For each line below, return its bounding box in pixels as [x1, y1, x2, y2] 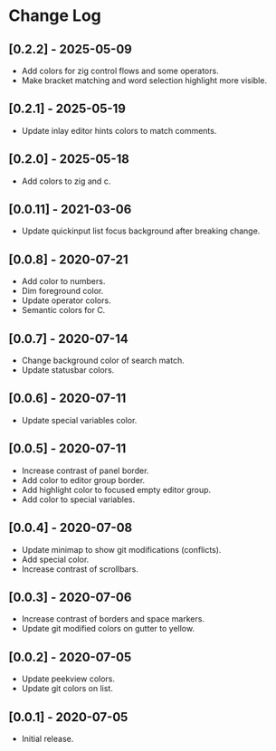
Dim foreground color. [21, 286, 104, 297]
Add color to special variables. [21, 494, 136, 505]
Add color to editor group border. [21, 474, 146, 485]
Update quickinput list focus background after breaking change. [21, 225, 261, 236]
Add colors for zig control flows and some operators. [21, 65, 219, 76]
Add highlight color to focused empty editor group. [21, 484, 212, 495]
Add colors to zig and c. [21, 176, 111, 186]
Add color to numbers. [21, 276, 106, 287]
